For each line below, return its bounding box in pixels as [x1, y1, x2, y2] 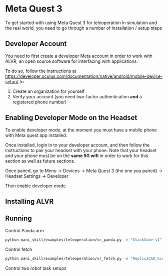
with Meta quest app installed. [5, 132, 67, 138]
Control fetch [5, 246, 32, 252]
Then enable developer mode [5, 183, 66, 189]
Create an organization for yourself [12, 88, 85, 94]
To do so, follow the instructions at [5, 68, 76, 74]
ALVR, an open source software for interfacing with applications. [5, 58, 138, 64]
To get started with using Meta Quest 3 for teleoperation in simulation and [5, 20, 157, 26]
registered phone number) [12, 99, 67, 105]
